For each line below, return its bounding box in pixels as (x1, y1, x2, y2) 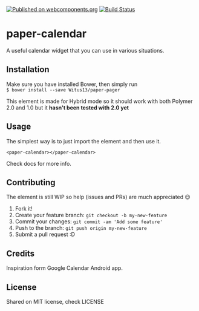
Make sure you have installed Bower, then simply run (6, 80, 138, 88)
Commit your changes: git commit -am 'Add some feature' (15, 218, 163, 225)
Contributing (6, 177, 56, 188)
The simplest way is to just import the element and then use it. (6, 137, 161, 145)
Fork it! (15, 205, 33, 212)
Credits (6, 248, 35, 258)
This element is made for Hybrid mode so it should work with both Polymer (6, 97, 193, 105)
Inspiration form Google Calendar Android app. (6, 264, 123, 272)
